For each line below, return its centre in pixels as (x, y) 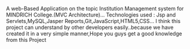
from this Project (26, 40)
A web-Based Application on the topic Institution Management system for (95, 9)
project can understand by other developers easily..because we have (90, 27)
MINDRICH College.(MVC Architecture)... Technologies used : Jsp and (91, 15)
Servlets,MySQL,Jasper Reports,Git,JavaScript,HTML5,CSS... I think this (93, 21)
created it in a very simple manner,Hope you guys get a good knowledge (94, 34)
